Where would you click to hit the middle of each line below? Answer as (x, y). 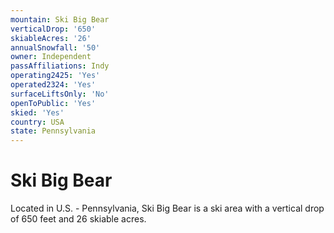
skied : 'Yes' (37, 112)
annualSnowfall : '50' (55, 47)
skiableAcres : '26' (51, 38)
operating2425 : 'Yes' (55, 76)
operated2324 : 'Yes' (53, 85)
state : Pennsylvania (53, 131)
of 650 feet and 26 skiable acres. (78, 219)
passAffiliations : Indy (60, 66)
